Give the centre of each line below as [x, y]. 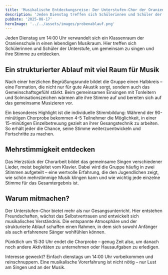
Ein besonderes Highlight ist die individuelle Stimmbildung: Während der [79, 112]
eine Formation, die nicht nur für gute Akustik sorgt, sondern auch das [77, 87]
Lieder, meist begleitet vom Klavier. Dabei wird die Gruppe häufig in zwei [80, 167]
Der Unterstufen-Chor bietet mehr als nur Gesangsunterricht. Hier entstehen [84, 210]
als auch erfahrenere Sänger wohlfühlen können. [55, 232]
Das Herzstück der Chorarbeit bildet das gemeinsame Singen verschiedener [84, 161]
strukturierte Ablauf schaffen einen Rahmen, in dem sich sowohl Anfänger [81, 226]
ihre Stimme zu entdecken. [33, 54]
